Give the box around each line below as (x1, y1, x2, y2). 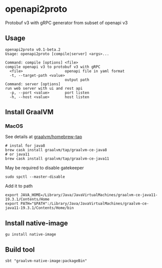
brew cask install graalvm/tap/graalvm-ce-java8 (5, 148, 107, 153)
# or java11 (5, 152, 30, 157)
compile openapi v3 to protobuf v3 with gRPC (5, 64, 100, 69)
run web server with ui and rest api (5, 86, 83, 91)
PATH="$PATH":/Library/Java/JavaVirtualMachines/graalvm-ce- (20, 201, 149, 206)
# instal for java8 (5, 143, 45, 148)
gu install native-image (5, 232, 56, 237)
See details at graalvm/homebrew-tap (5, 134, 82, 140)
